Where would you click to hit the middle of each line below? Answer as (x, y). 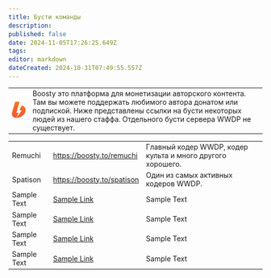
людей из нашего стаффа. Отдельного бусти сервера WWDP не (142, 119)
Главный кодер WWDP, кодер (197, 147)
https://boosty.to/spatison (96, 179)
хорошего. (164, 164)
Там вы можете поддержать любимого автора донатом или (135, 102)
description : (30, 25)
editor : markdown (38, 60)
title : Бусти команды (45, 17)
